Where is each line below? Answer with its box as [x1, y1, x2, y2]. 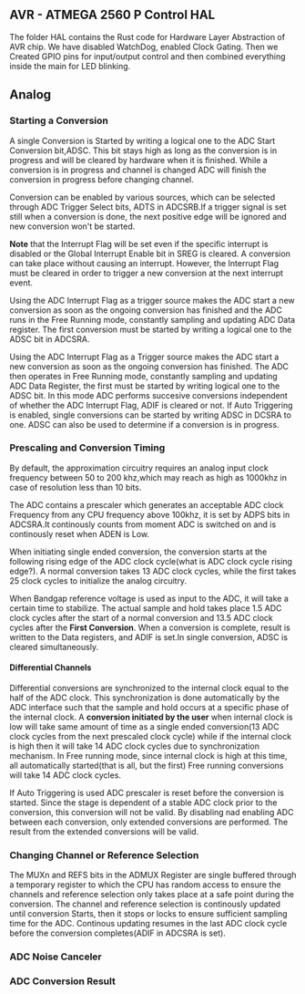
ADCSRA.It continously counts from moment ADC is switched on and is [9, 519, 277, 530]
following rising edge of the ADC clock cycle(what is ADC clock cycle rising [9, 555, 293, 566]
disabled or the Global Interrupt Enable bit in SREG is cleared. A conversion [9, 248, 291, 259]
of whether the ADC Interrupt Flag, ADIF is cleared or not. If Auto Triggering [9, 399, 293, 410]
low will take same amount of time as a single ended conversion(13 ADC [9, 721, 280, 732]
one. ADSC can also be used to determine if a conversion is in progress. [9, 419, 280, 430]
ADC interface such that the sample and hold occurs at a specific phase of [9, 702, 290, 712]
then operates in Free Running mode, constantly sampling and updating [9, 370, 278, 381]
